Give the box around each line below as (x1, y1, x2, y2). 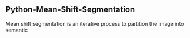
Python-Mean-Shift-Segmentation (5, 5, 135, 15)
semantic (5, 26, 28, 33)
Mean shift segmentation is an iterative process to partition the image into (5, 20, 184, 27)
